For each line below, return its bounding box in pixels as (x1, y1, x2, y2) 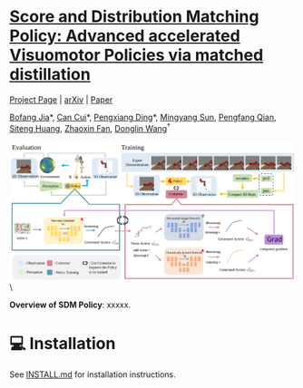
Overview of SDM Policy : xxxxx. (9, 299, 132, 310)
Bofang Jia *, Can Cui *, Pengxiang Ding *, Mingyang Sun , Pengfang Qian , (9, 112, 277, 122)
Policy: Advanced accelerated (9, 25, 240, 46)
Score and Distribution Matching (9, 6, 259, 27)
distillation (9, 64, 91, 85)
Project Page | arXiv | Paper (9, 93, 113, 105)
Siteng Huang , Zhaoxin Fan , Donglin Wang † (9, 121, 171, 133)
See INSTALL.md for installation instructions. (9, 369, 177, 380)
